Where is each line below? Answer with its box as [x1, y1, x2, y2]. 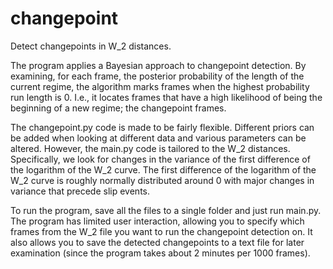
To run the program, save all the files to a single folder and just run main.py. [10, 204, 322, 216]
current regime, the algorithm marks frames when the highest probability [10, 80, 310, 92]
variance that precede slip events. [10, 185, 150, 197]
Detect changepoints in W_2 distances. [10, 40, 172, 52]
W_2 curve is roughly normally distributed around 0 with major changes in [10, 174, 315, 186]
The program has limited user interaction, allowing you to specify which [10, 215, 305, 227]
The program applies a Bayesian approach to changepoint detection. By [10, 59, 307, 71]
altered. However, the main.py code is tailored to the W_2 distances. [10, 142, 291, 154]
